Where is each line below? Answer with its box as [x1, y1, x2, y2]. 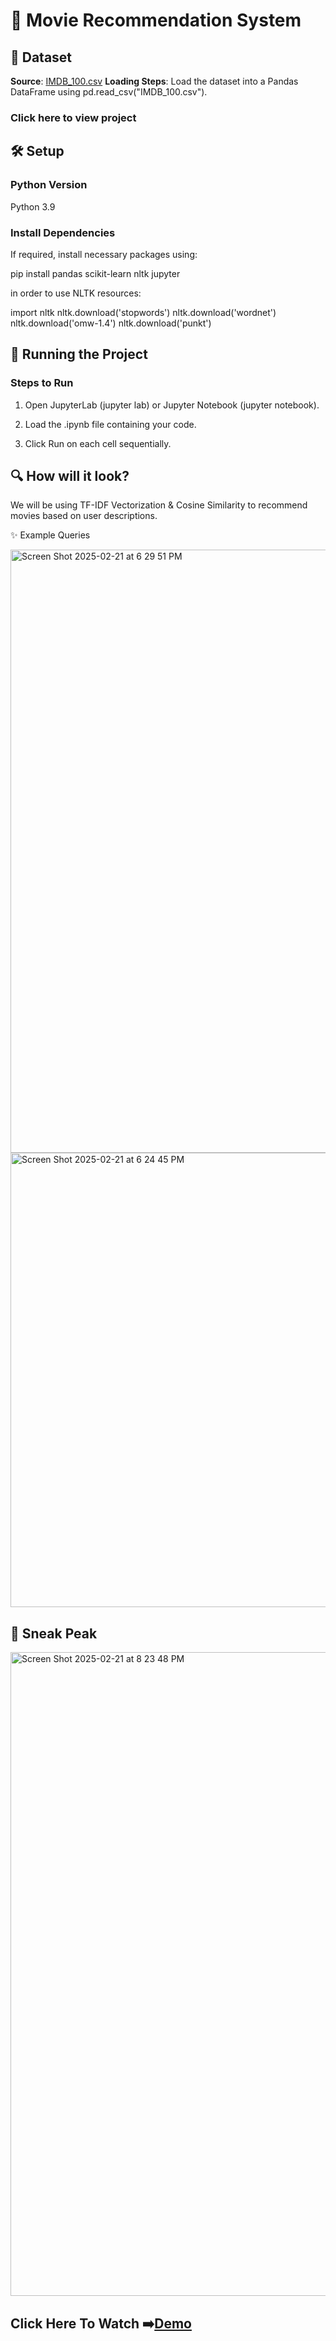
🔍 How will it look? [10, 467, 130, 484]
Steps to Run [10, 376, 74, 390]
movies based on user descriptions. [10, 510, 158, 522]
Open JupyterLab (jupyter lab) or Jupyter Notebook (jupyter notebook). [24, 399, 320, 411]
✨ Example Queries [10, 529, 91, 541]
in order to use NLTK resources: [10, 287, 142, 299]
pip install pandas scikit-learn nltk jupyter [10, 267, 181, 279]
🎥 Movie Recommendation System [10, 9, 302, 32]
